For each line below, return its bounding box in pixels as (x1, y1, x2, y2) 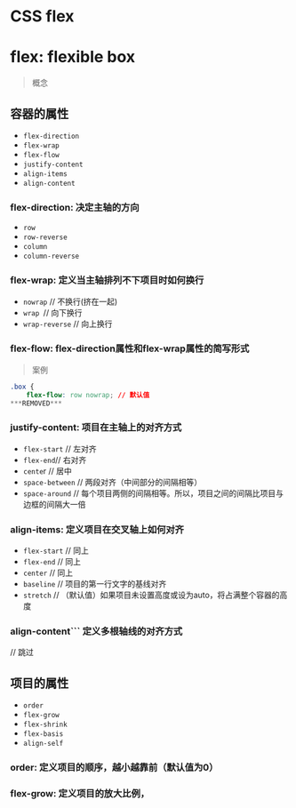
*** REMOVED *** (10, 398, 63, 408)
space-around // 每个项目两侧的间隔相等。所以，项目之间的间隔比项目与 (22, 487, 284, 499)
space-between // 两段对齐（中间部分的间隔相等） (22, 476, 203, 487)
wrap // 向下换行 (22, 307, 83, 317)
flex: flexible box (10, 47, 136, 68)
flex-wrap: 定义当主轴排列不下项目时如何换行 (10, 274, 204, 286)
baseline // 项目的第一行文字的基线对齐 (22, 579, 167, 589)
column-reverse (22, 252, 80, 261)
